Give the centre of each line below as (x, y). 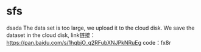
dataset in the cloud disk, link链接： (51, 35)
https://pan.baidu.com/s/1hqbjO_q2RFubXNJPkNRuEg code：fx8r (89, 42)
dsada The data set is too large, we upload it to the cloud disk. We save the (100, 28)
